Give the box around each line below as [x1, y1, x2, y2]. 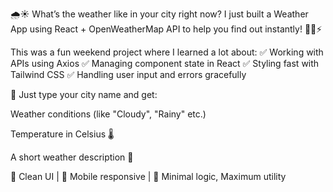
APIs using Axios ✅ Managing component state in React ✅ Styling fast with [10, 58, 320, 69]
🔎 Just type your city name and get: [10, 89, 158, 100]
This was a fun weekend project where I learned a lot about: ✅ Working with [10, 46, 324, 58]
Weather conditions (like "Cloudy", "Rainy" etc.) [10, 108, 207, 120]
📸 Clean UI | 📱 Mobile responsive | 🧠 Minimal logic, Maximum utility [10, 171, 287, 182]
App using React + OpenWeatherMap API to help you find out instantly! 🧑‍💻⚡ [10, 23, 323, 35]
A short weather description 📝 [10, 151, 134, 163]
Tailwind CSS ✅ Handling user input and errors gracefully [10, 69, 247, 80]
